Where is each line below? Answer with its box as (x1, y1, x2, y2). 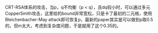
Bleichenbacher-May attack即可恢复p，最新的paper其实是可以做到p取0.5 (5, 17, 154, 22)
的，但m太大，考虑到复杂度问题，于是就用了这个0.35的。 (5, 23, 121, 29)
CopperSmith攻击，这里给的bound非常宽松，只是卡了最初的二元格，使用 (5, 10, 152, 16)
